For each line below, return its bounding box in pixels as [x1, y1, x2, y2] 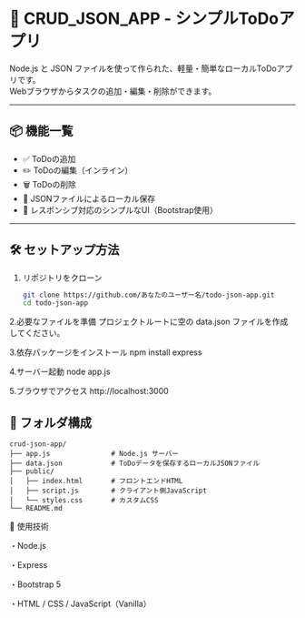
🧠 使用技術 [9, 521, 50, 532]
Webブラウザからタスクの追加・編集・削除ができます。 [9, 86, 217, 96]
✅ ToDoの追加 [22, 153, 76, 164]
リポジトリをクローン [22, 272, 103, 283]
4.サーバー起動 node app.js [9, 366, 111, 378]
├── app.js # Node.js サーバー [9, 450, 180, 459]
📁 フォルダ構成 [9, 415, 93, 431]
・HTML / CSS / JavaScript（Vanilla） [9, 598, 152, 610]
